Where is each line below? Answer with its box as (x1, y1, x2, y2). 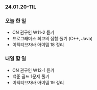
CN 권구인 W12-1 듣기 (12, 67, 55, 73)
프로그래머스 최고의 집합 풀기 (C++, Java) (12, 36, 93, 42)
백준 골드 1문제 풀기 (12, 73, 50, 79)
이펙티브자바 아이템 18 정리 (12, 42, 64, 47)
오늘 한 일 (5, 17, 26, 24)
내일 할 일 (5, 55, 26, 62)
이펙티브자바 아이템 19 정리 (12, 79, 64, 85)
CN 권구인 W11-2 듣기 (12, 29, 55, 35)
